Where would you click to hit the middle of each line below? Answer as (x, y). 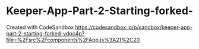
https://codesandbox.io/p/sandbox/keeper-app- (134, 27)
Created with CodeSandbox (40, 27)
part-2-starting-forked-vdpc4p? (45, 33)
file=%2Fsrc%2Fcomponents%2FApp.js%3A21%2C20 (73, 40)
